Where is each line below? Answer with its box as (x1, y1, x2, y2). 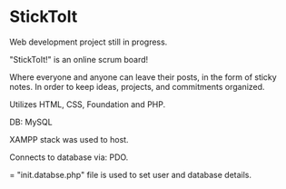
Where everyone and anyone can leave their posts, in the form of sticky (9, 71, 277, 83)
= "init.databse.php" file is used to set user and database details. (9, 169, 252, 180)
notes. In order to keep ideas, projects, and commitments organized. (9, 81, 265, 92)
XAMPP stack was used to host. (9, 134, 129, 144)
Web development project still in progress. (9, 36, 168, 47)
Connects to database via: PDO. (9, 152, 129, 163)
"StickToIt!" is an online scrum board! (9, 54, 149, 65)
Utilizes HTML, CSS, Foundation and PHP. (9, 98, 166, 110)
